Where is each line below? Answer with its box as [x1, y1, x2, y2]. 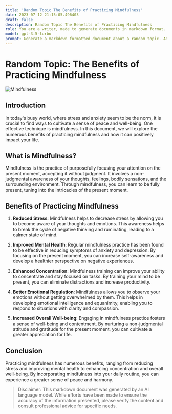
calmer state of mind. [12, 232, 58, 238]
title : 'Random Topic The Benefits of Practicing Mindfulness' [5, 7, 143, 13]
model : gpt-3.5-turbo [5, 31, 52, 36]
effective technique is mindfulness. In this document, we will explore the [5, 125, 158, 131]
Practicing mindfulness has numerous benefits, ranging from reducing [5, 360, 154, 366]
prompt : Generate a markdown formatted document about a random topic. [5, 36, 161, 42]
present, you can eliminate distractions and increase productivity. [12, 279, 151, 285]
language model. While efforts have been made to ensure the [17, 392, 147, 398]
